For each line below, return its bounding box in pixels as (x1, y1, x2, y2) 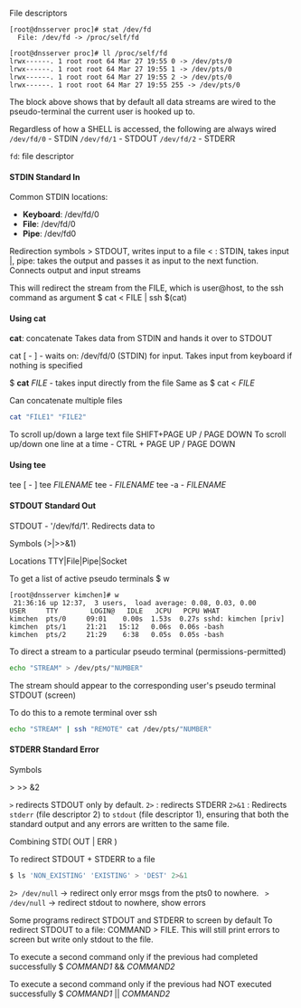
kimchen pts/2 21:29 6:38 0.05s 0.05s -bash (9, 630, 224, 639)
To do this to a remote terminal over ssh (9, 707, 158, 718)
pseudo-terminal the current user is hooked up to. (9, 106, 196, 117)
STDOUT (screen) (9, 689, 77, 700)
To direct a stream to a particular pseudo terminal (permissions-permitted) (9, 646, 287, 657)
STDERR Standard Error (9, 744, 99, 755)
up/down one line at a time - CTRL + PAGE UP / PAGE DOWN (9, 439, 236, 450)
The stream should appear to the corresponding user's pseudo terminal (9, 680, 276, 690)
